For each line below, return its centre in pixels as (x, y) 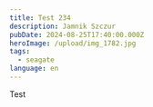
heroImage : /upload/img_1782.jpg (73, 43)
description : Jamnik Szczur (63, 26)
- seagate (36, 60)
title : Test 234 (40, 18)
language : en (34, 69)
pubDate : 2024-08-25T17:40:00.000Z (77, 34)
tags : (20, 52)
